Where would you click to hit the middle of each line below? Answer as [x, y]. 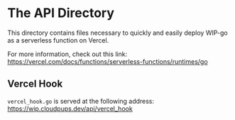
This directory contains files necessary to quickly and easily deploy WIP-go [118, 33]
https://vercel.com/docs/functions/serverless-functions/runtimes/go [108, 61]
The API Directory [61, 13]
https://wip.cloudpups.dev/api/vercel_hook [70, 109]
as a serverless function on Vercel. [58, 40]
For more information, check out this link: [67, 54]
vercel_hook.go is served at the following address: [81, 101]
